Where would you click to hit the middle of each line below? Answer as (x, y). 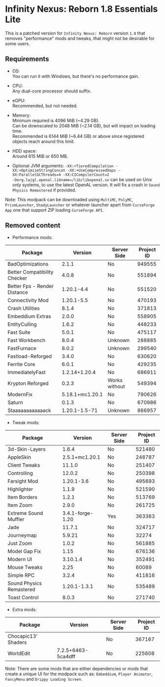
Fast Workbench (27, 340)
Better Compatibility (31, 272)
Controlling (20, 473)
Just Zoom (20, 543)
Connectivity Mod (28, 300)
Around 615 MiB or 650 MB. (40, 156)
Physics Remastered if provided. (44, 190)
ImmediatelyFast (27, 372)
